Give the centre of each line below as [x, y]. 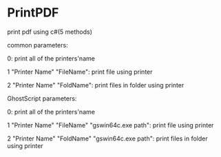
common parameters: [38, 45]
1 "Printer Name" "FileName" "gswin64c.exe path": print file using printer [110, 125]
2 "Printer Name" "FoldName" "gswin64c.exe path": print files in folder [107, 138]
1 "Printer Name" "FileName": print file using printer [80, 72]
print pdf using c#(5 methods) [50, 32]
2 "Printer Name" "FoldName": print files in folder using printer [96, 85]
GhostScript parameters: [42, 98]
